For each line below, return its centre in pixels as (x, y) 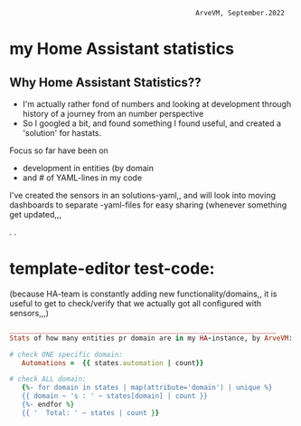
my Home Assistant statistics (122, 49)
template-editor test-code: (112, 269)
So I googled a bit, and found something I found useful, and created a (152, 123)
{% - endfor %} (48, 405)
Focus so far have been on (59, 150)
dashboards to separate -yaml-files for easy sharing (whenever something (148, 205)
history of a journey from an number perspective (113, 114)
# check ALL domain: (48, 379)
